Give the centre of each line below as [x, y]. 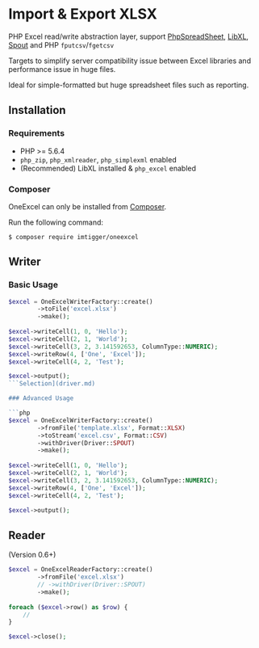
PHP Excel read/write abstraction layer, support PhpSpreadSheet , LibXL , [128, 36]
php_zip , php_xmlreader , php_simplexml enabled [98, 159]
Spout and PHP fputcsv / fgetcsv [61, 44]
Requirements [37, 133]
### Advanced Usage [41, 398]
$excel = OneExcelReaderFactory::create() [81, 570]
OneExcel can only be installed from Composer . [88, 206]
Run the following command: [56, 222]
